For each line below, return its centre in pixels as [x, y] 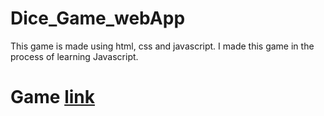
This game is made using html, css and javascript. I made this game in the [162, 46]
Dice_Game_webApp [98, 18]
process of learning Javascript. [74, 56]
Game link [52, 97]
